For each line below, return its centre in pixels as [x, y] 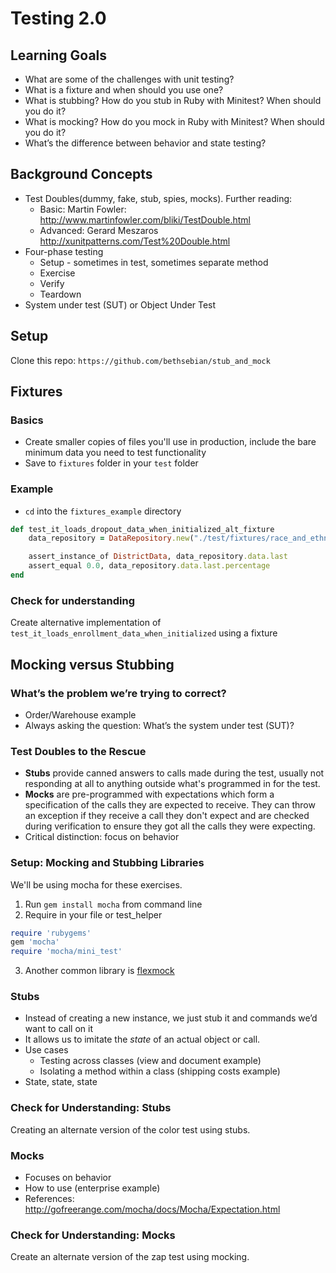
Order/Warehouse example [80, 714]
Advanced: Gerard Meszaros [99, 230]
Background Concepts [81, 174]
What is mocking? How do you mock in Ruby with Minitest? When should [174, 121]
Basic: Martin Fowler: [83, 209]
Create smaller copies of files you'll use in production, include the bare [170, 442]
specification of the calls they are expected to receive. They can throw [170, 805]
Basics [27, 420]
